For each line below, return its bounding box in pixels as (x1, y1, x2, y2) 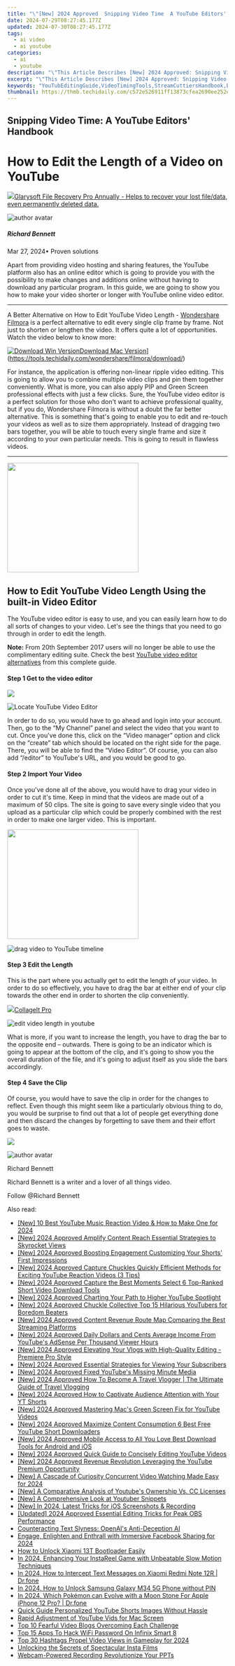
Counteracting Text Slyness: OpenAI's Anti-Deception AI (17, 1524, 180, 1533)
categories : (7, 50, 42, 57)
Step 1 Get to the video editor (7, 674, 93, 683)
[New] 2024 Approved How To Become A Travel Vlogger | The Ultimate (17, 1376, 224, 1384)
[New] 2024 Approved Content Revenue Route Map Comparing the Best (17, 1316, 226, 1324)
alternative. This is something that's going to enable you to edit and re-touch (7, 412, 228, 421)
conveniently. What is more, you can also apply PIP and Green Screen (7, 383, 208, 391)
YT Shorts (17, 1397, 47, 1406)
